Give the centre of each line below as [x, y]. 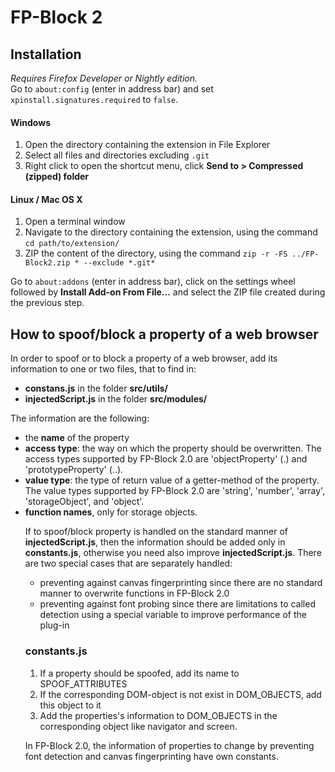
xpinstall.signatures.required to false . [94, 99]
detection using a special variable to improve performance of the [173, 615]
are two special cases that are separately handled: [128, 563]
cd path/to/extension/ [72, 244]
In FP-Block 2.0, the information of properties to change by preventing [169, 745]
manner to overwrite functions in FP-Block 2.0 [134, 593]
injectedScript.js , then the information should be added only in [155, 542]
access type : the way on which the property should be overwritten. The [173, 448]
